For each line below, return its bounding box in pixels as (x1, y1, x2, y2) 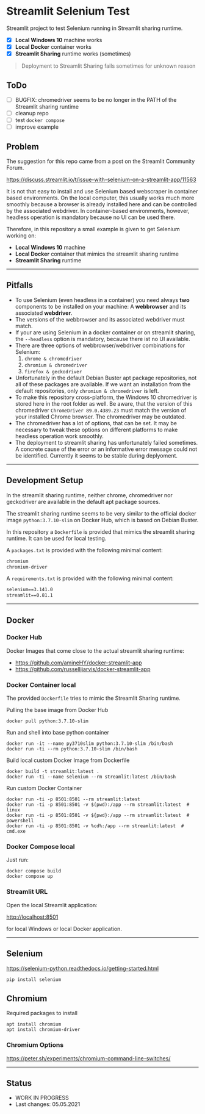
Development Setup (6, 475, 84, 486)
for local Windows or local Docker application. (6, 925, 122, 932)
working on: (6, 232, 37, 239)
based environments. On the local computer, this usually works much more (6, 194, 195, 201)
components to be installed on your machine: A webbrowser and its (15, 303, 187, 310)
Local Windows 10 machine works (15, 36, 103, 43)
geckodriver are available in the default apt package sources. (6, 498, 160, 505)
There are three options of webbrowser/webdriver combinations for (15, 342, 185, 349)
